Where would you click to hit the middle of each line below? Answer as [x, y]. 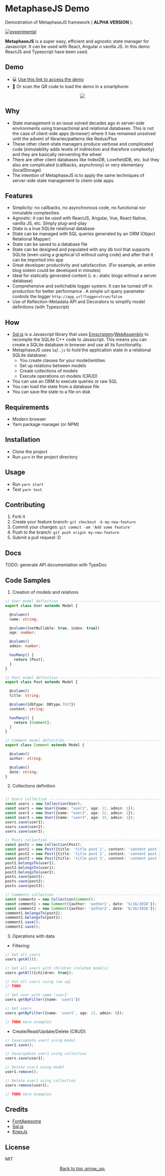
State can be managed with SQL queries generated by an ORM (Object [84, 234]
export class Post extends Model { [41, 682]
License [17, 1147]
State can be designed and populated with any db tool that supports [81, 249]
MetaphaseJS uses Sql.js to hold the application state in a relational [82, 350]
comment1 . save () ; [23, 922]
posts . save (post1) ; [25, 877]
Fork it [19, 516]
